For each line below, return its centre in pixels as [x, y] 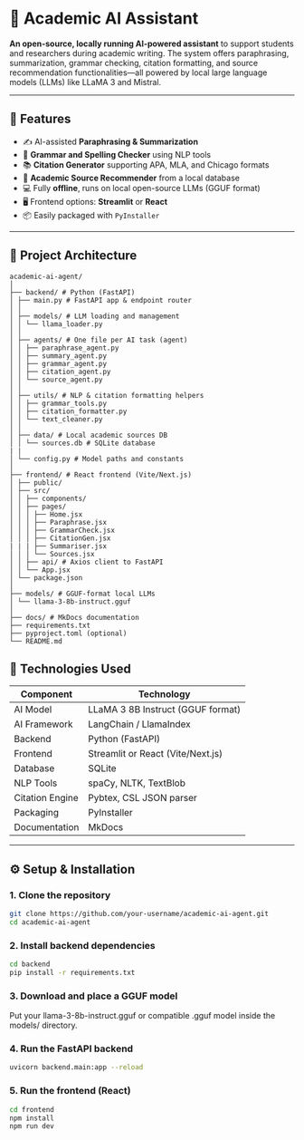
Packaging [37, 813]
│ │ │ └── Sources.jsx [52, 554]
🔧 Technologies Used [70, 668]
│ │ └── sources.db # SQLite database [82, 443]
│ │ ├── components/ [48, 498]
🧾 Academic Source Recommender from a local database [131, 178]
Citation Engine [46, 798]
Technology [164, 694]
